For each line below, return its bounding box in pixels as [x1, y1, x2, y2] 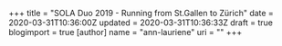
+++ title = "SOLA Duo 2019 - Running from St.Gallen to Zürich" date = [8, 8, 275, 18]
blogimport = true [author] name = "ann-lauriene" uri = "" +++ [8, 27, 243, 37]
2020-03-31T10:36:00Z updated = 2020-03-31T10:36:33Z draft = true [8, 17, 273, 28]
